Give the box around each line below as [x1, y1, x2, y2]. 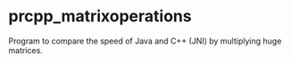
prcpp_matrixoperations [8, 6, 193, 27]
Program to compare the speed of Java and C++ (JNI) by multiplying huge [8, 35, 282, 46]
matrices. [8, 44, 44, 55]
